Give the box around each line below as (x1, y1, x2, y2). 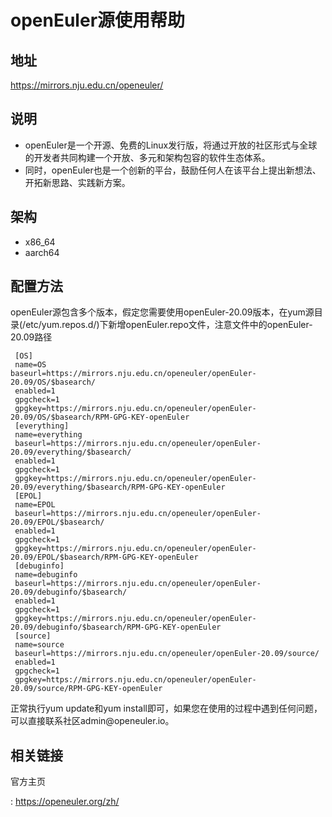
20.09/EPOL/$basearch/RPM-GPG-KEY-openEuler (10, 552, 199, 563)
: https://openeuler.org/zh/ (10, 796, 120, 808)
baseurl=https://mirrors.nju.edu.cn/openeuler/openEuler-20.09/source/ (14, 649, 320, 659)
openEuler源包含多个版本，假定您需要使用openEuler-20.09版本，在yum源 (10, 306, 315, 318)
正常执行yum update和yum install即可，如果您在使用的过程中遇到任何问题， (10, 702, 323, 715)
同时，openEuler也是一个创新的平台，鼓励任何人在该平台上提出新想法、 (24, 164, 322, 176)
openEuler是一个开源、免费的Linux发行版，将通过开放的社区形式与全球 (24, 139, 318, 151)
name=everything (14, 430, 83, 440)
